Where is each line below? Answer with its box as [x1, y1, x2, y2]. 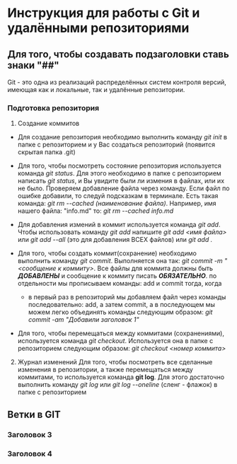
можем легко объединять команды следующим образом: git [28, 308, 213, 316]
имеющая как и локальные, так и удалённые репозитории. [7, 86, 185, 93]
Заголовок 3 [7, 429, 52, 439]
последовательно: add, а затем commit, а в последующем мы [28, 301, 216, 309]
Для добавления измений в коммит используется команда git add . [17, 221, 221, 229]
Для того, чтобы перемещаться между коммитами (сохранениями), [17, 329, 225, 337]
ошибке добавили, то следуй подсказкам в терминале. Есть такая [17, 192, 219, 200]
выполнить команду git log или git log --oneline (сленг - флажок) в [17, 381, 218, 389]
